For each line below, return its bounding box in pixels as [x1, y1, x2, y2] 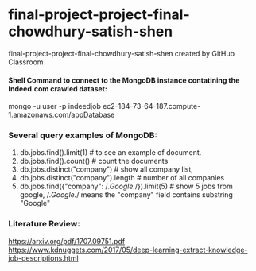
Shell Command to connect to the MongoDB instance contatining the [8, 75, 240, 85]
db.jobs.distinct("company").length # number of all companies [19, 173, 225, 183]
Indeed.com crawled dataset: [8, 83, 107, 93]
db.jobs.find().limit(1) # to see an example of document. [19, 148, 202, 157]
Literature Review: [8, 219, 81, 230]
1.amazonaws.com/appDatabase [8, 110, 115, 120]
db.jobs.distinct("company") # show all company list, [19, 165, 193, 174]
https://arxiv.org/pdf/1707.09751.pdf [8, 236, 126, 246]
